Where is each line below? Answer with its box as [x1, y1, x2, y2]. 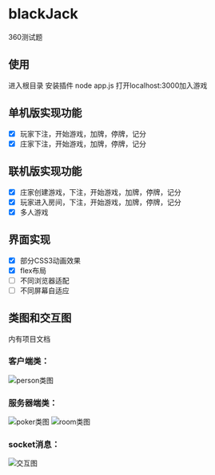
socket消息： [8, 439, 60, 450]
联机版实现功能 [8, 164, 82, 178]
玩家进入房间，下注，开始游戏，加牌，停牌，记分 [19, 197, 181, 207]
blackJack [8, 5, 78, 23]
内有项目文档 [8, 334, 50, 343]
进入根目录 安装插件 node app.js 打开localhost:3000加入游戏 [8, 81, 208, 90]
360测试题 [8, 32, 43, 42]
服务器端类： [8, 397, 58, 408]
